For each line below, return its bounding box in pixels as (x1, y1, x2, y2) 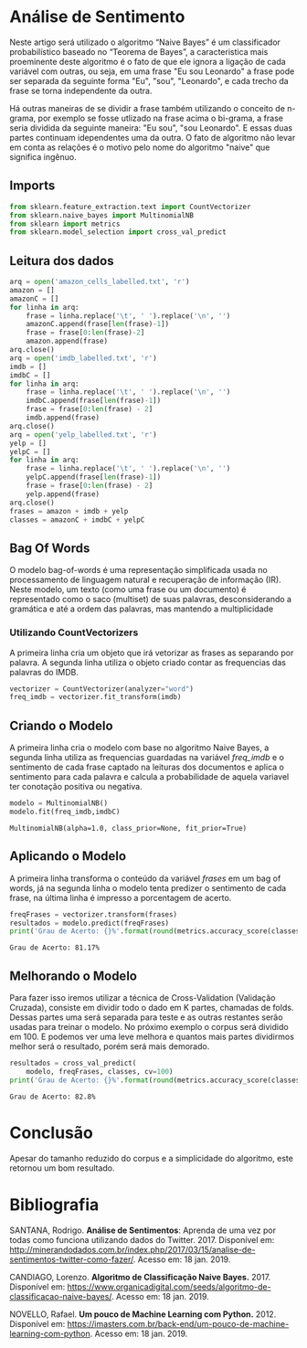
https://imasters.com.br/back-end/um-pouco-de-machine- (67, 1318, 290, 1329)
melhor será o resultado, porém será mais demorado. (9, 1041, 210, 1052)
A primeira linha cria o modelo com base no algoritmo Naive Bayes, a (9, 742, 270, 753)
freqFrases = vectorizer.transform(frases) (9, 909, 178, 919)
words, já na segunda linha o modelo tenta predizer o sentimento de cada (9, 882, 287, 893)
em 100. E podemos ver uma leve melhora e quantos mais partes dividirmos (9, 1031, 295, 1043)
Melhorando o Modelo (9, 968, 137, 983)
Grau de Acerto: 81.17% (9, 943, 101, 952)
